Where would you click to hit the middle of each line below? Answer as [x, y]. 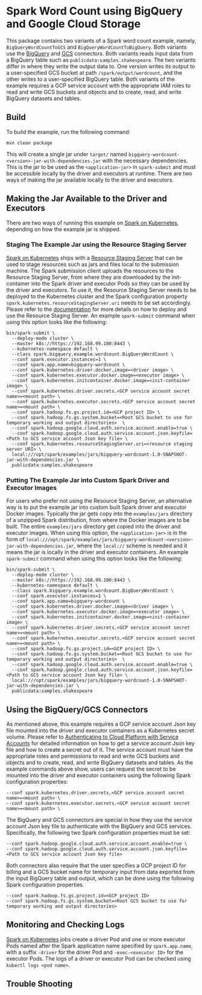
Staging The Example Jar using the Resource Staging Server [96, 244]
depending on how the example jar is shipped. [64, 229]
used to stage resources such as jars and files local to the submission [93, 264]
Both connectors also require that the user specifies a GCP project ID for [96, 865]
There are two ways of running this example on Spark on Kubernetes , [93, 223]
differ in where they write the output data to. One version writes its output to [101, 66]
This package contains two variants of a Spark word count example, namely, [101, 40]
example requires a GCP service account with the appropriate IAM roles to [99, 85]
